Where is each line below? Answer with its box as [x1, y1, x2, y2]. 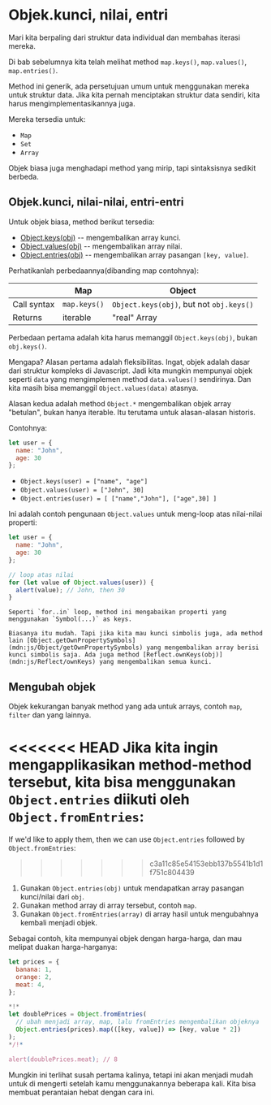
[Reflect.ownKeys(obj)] [142, 651, 223, 659]
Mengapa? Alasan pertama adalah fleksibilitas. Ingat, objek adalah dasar [8, 357, 250, 366]
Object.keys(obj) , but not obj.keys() [112, 298, 254, 310]
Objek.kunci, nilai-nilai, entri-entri [8, 195, 184, 209]
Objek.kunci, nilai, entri [8, 6, 169, 24]
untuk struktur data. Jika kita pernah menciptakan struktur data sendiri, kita [8, 89, 260, 99]
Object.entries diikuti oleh [8, 791, 191, 809]
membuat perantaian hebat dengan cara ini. [8, 1087, 155, 1097]
